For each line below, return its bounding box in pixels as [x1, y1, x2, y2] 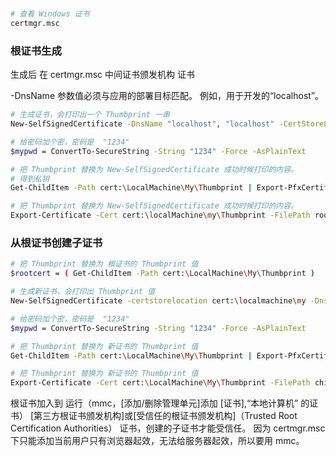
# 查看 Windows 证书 [10, 9, 90, 19]
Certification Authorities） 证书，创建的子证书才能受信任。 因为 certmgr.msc [10, 422, 326, 434]
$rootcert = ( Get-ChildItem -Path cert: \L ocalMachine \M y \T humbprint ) [10, 269, 315, 279]
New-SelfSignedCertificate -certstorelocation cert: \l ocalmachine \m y [10, 296, 307, 306]
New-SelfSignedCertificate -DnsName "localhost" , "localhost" [10, 119, 275, 129]
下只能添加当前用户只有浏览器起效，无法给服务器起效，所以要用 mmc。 [10, 435, 305, 447]
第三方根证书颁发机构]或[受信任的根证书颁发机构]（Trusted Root [33, 410, 298, 422]
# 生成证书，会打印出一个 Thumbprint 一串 [10, 110, 170, 120]
